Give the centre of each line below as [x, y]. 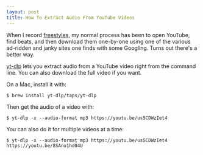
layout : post [23, 12]
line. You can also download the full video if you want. [74, 72]
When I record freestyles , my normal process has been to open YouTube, [98, 35]
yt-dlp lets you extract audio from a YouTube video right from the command [101, 66]
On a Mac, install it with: [37, 84]
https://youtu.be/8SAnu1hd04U [45, 146]
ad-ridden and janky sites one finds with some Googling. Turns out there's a [102, 48]
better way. [20, 54]
